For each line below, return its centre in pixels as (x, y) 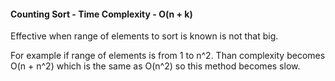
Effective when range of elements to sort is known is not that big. (144, 36)
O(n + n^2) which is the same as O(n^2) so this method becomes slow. (155, 66)
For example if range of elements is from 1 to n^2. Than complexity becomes (168, 56)
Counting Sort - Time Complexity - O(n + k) (101, 14)
